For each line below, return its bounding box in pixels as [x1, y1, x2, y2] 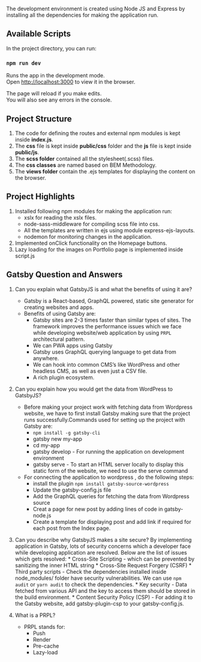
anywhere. [32, 354, 59, 362]
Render [32, 636, 51, 643]
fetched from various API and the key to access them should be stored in [14, 587, 196, 594]
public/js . [14, 148, 40, 155]
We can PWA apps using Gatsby [32, 342, 113, 349]
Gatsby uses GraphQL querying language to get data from [32, 348, 177, 355]
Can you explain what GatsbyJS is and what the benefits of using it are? [14, 285, 193, 293]
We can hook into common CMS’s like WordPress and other [32, 361, 180, 368]
